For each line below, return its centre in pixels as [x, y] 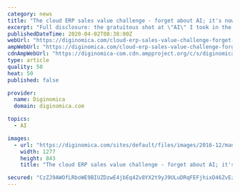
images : [19, 138]
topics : [19, 119]
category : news [30, 14]
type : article [29, 60]
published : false [33, 80]
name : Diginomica [40, 100]
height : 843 [38, 158]
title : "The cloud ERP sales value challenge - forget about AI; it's [115, 21]
